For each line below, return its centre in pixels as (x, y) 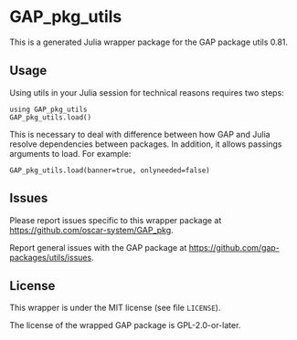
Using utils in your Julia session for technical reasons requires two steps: (147, 92)
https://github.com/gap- (234, 247)
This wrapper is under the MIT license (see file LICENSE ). (115, 308)
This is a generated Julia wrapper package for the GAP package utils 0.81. (149, 42)
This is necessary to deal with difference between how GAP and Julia (140, 134)
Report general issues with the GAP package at (98, 247)
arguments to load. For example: (70, 153)
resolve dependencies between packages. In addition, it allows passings (146, 144)
